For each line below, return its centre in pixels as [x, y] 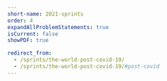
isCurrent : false [33, 34]
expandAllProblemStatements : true [58, 27]
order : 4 [20, 21]
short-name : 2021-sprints [45, 14]
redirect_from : [30, 53]
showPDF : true [28, 40]
